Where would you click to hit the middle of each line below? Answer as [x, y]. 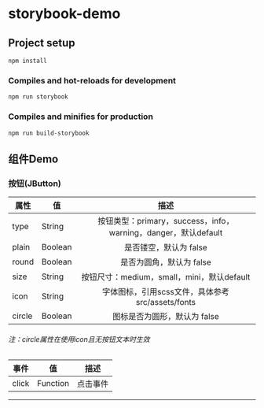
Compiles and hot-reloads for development [92, 80]
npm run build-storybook [49, 133]
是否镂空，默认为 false [166, 247]
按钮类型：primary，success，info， [166, 221]
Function [53, 384]
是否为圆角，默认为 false [166, 262]
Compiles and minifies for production [81, 117]
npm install [27, 61]
